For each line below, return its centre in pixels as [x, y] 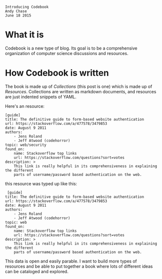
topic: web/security [26, 145]
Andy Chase [16, 11]
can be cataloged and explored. [37, 271]
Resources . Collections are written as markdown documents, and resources [81, 91]
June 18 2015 [18, 16]
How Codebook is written [57, 73]
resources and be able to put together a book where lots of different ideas [79, 266]
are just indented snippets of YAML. [41, 97]
